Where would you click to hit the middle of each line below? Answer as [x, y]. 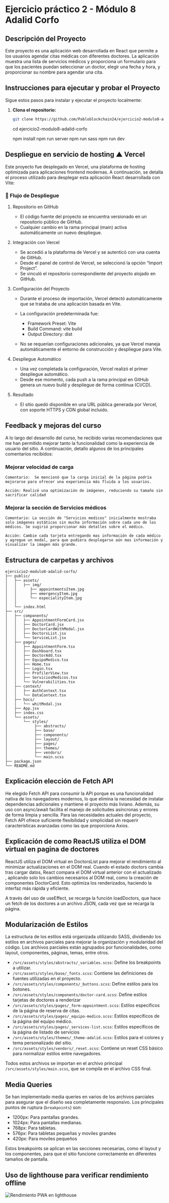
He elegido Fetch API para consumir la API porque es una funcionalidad [79, 793]
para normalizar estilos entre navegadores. [57, 1054]
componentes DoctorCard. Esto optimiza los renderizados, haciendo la [78, 883]
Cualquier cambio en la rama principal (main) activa [73, 227]
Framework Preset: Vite [52, 323]
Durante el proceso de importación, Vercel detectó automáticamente [91, 298]
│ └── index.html [26, 607]
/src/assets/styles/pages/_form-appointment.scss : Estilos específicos [86, 1005]
